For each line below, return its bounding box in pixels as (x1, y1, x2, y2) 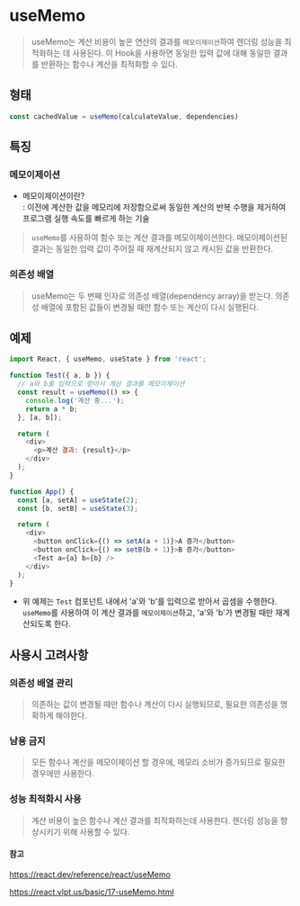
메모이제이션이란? (22, 191, 85, 202)
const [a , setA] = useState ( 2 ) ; (17, 496, 139, 505)
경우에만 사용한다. (31, 768, 94, 779)
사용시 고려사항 (9, 647, 89, 662)
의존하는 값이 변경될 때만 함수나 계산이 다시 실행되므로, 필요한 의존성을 (31, 699, 278, 710)
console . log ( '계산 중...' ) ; (25, 396, 125, 405)
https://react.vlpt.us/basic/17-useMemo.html (9, 886, 174, 897)
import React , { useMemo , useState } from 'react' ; (9, 354, 207, 364)
